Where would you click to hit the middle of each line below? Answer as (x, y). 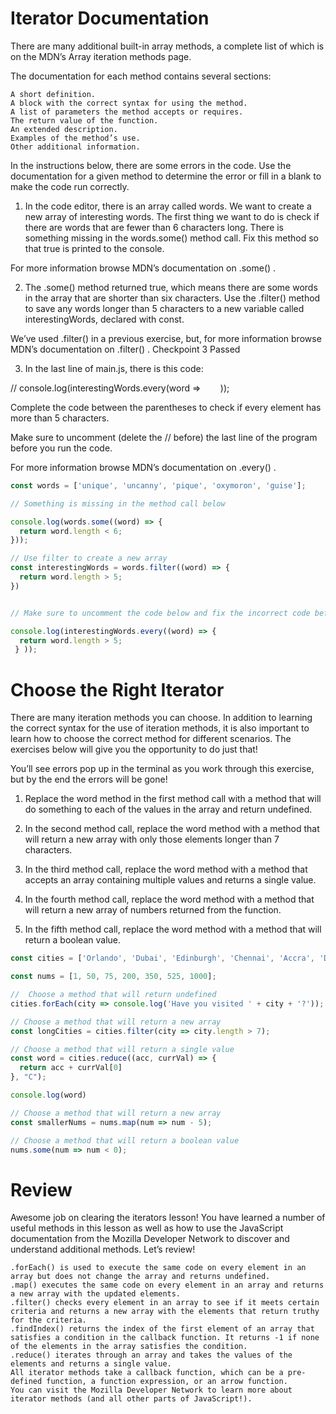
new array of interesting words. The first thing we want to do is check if (172, 216)
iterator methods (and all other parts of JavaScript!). (131, 1399)
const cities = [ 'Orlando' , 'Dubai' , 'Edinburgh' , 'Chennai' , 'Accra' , (162, 958)
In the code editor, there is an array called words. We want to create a (168, 206)
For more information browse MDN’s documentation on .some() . (143, 268)
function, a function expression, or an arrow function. (167, 1382)
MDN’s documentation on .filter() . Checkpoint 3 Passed (125, 349)
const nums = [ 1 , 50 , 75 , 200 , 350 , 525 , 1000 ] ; (113, 977)
